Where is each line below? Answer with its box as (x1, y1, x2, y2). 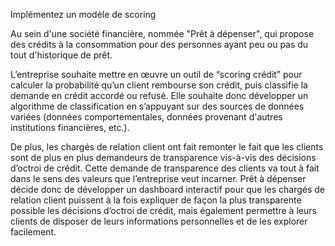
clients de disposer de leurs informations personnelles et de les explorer (10, 215, 308, 227)
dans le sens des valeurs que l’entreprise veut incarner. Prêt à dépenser (10, 173, 307, 184)
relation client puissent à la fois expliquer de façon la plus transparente (10, 194, 302, 206)
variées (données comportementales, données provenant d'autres (10, 111, 283, 123)
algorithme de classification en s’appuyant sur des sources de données (10, 100, 305, 112)
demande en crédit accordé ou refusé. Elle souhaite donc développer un (10, 90, 309, 101)
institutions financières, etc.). (10, 122, 130, 133)
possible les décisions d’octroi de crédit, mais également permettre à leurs (10, 205, 317, 216)
